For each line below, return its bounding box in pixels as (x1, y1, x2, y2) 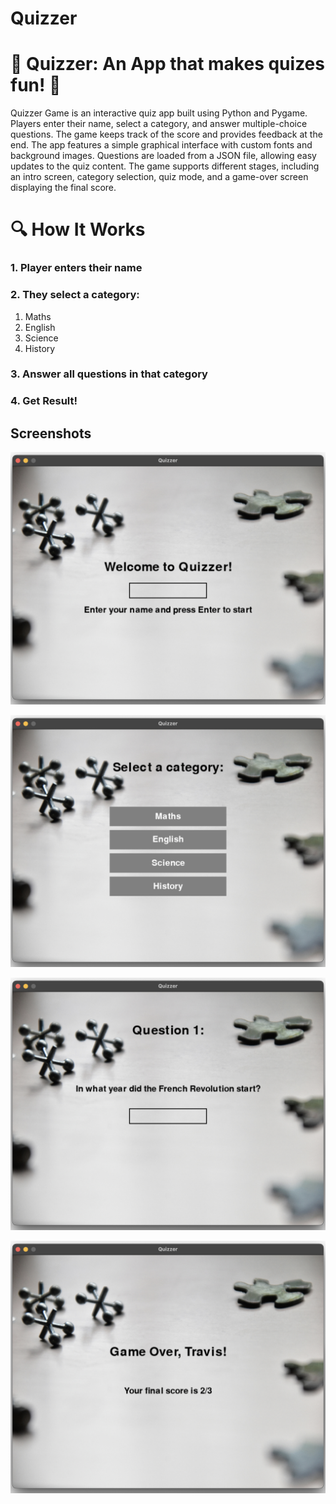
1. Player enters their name (10, 261, 143, 275)
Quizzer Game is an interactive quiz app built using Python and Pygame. (10, 107, 308, 119)
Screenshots (10, 425, 92, 442)
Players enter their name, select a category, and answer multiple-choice (10, 118, 308, 130)
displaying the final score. (10, 182, 117, 194)
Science (24, 332, 59, 344)
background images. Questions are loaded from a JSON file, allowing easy (10, 150, 317, 162)
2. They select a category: (10, 288, 140, 302)
